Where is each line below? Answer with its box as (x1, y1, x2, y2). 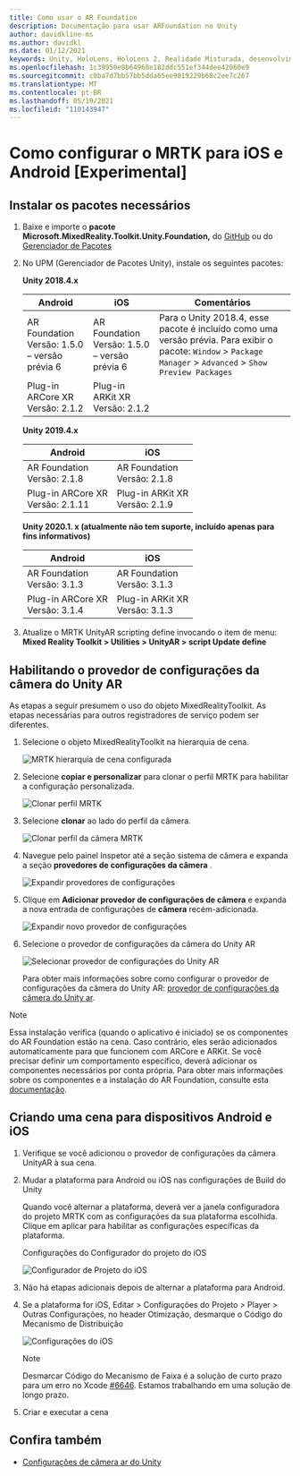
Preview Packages (159, 368, 233, 378)
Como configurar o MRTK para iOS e (9, 143, 284, 164)
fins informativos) (21, 531, 91, 542)
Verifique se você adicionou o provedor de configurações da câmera (21, 1148, 276, 1158)
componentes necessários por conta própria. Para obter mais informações (9, 1065, 284, 1076)
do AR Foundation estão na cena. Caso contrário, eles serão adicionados (9, 1037, 278, 1047)
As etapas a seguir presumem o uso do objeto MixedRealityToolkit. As (9, 700, 266, 712)
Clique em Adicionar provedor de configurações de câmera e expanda (21, 894, 287, 905)
